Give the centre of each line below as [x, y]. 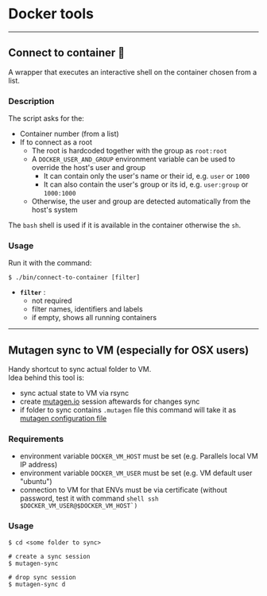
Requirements [36, 439]
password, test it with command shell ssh [89, 498]
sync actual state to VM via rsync [74, 393]
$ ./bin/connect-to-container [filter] [74, 278]
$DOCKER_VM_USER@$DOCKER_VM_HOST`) [79, 506]
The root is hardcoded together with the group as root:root [130, 151]
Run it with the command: [50, 263]
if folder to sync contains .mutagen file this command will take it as [128, 410]
